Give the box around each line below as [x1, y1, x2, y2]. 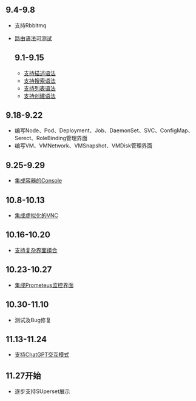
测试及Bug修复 [14, 316, 52, 323]
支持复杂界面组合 [14, 246, 58, 254]
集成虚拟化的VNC [14, 212, 59, 219]
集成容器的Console [14, 177, 63, 184]
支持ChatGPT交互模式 [14, 351, 70, 359]
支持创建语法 [23, 92, 56, 99]
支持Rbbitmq [14, 21, 47, 29]
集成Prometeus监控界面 [14, 281, 74, 289]
